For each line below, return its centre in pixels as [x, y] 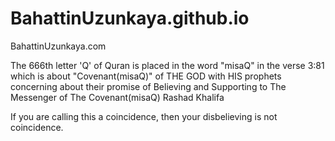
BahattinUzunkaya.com [58, 46]
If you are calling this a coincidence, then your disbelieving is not [144, 116]
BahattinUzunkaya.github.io [130, 18]
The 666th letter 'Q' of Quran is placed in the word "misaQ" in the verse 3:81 [167, 65]
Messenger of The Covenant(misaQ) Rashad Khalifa [117, 97]
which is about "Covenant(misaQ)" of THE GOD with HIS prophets [146, 76]
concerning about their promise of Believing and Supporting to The [148, 86]
